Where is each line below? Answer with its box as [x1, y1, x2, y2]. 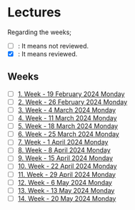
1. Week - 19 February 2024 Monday [17, 90, 125, 98]
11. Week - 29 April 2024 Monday [17, 170, 116, 179]
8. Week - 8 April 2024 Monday [17, 146, 111, 154]
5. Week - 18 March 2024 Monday [17, 122, 119, 130]
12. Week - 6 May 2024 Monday [17, 178, 113, 187]
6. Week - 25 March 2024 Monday [17, 130, 119, 139]
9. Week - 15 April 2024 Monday [17, 154, 113, 162]
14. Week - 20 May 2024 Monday [17, 194, 116, 203]
